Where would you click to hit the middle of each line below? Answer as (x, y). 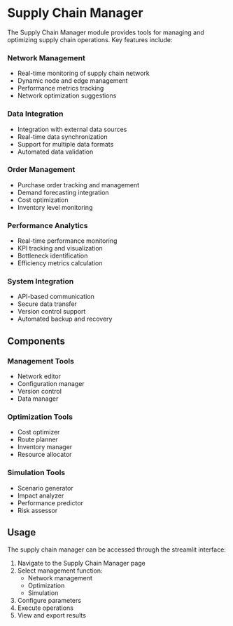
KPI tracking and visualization (60, 248)
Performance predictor (50, 502)
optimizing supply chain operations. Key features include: (90, 39)
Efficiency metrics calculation (60, 263)
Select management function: (60, 571)
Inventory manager (45, 447)
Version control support (51, 312)
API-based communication (56, 297)
